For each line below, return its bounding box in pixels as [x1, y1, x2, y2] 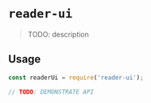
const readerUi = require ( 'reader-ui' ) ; [8, 74, 145, 82]
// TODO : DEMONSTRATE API [8, 88, 94, 96]
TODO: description [27, 29, 90, 39]
